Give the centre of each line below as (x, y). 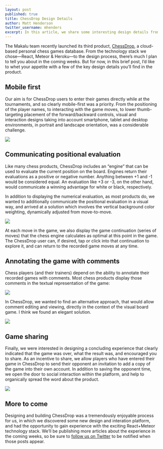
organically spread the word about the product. (52, 379)
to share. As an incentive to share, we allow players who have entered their (80, 359)
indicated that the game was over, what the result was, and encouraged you (81, 354)
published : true (21, 14)
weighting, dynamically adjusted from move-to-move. (59, 212)
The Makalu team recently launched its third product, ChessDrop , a (72, 46)
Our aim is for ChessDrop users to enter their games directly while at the (77, 99)
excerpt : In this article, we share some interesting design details (77, 32)
